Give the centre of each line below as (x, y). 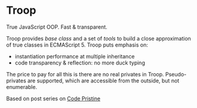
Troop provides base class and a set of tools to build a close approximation (98, 38)
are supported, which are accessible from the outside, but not (103, 81)
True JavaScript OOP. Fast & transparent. (57, 27)
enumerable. (22, 87)
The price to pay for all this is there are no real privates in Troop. (85, 74)
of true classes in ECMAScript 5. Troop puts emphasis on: (77, 45)
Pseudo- (176, 74)
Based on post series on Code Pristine (53, 98)
